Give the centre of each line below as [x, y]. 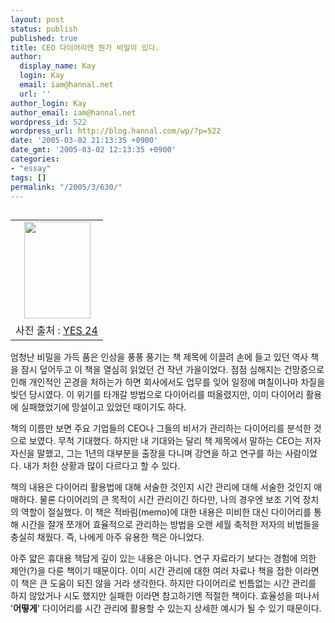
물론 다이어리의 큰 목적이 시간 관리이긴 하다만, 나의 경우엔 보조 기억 [170, 500]
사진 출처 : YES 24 [56, 331]
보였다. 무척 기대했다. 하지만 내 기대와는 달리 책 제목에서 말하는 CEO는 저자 [175, 441]
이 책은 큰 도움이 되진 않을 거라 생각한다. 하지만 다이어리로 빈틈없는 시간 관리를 [163, 583]
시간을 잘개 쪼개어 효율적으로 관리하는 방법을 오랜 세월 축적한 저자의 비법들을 [170, 525]
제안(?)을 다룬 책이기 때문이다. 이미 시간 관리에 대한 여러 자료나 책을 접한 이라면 [165, 571]
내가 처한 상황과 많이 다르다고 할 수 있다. [102, 466]
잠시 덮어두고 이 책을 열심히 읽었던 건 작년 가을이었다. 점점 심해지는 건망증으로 [172, 370]
